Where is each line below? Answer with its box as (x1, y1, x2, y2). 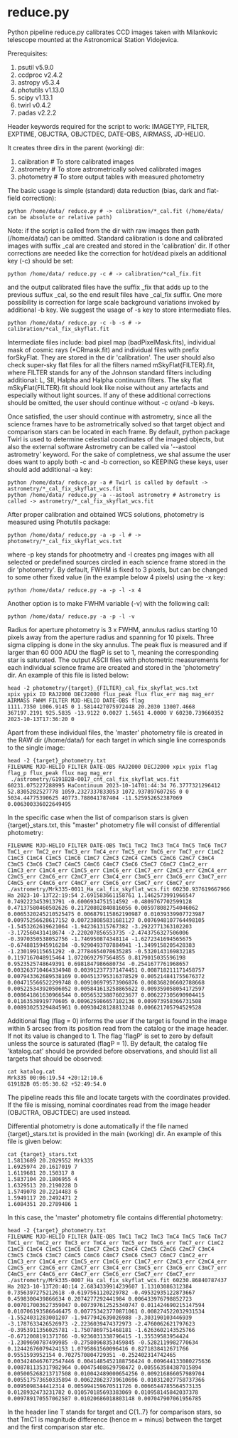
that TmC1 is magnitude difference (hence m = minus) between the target (7, 1415, 222, 1424)
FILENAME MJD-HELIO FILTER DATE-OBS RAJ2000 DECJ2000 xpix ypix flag (7, 763, 218, 770)
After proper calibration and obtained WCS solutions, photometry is (7, 510, 205, 518)
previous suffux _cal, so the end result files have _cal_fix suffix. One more (7, 290, 222, 299)
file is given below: (7, 1137, 63, 1145)
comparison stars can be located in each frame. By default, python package (7, 427, 230, 436)
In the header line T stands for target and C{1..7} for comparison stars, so (7, 1407, 222, 1416)
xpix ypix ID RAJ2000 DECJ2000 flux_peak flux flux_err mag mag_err (7, 691, 215, 698)
